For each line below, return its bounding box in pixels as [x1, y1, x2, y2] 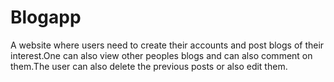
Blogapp [10, 6, 82, 29]
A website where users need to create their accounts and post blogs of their [10, 39, 325, 51]
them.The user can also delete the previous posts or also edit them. [10, 60, 288, 72]
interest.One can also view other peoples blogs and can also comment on [10, 49, 313, 61]
